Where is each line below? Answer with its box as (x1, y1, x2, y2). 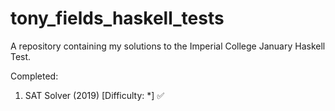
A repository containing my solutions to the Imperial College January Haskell (10, 40, 326, 52)
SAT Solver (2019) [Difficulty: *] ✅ (24, 89, 165, 101)
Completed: (10, 70, 59, 82)
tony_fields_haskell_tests (10, 7, 225, 30)
